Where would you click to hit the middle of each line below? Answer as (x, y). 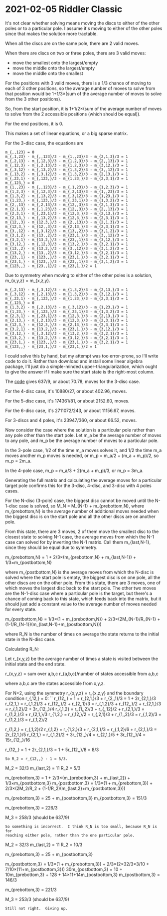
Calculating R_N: (22, 649)
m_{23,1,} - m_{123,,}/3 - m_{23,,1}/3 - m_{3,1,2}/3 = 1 (67, 261)
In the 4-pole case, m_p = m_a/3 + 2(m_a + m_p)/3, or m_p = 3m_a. (74, 470)
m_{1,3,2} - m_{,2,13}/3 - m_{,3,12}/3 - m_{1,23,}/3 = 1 (67, 307)
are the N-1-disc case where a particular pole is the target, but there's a (79, 593)
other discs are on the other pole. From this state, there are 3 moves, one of (83, 582)
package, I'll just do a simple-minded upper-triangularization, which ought (81, 366)
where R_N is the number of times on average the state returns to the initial (82, 634)
